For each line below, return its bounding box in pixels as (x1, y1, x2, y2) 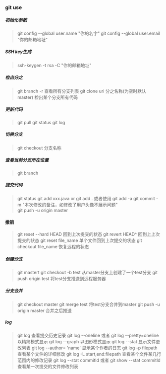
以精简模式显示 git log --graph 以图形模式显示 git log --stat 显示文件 (17, 338, 156, 344)
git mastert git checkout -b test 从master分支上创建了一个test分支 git (17, 269, 158, 275)
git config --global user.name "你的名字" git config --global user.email (17, 30, 160, 36)
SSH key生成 (5, 49, 32, 55)
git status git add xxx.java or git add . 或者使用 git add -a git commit (17, 195, 155, 201)
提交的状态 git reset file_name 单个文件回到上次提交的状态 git (17, 237, 142, 243)
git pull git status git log (17, 119, 65, 125)
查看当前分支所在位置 (5, 157, 49, 163)
